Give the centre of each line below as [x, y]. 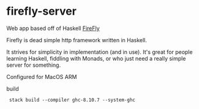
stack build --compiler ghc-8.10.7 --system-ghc [72, 100]
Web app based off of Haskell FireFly [53, 28]
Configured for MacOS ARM [42, 77]
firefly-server [41, 11]
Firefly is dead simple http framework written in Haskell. [77, 40]
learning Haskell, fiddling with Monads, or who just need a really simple [96, 58]
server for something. [34, 65]
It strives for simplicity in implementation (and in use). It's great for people [99, 52]
